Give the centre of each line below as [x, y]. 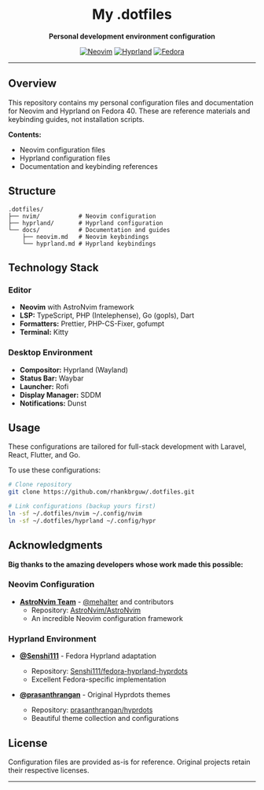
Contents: [25, 134]
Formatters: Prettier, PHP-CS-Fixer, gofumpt [92, 324]
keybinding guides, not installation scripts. [77, 119]
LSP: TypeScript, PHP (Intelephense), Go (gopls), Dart [107, 315]
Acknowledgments [56, 545]
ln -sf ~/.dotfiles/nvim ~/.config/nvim [75, 513]
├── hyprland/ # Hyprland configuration [86, 223]
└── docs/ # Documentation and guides [89, 230]
